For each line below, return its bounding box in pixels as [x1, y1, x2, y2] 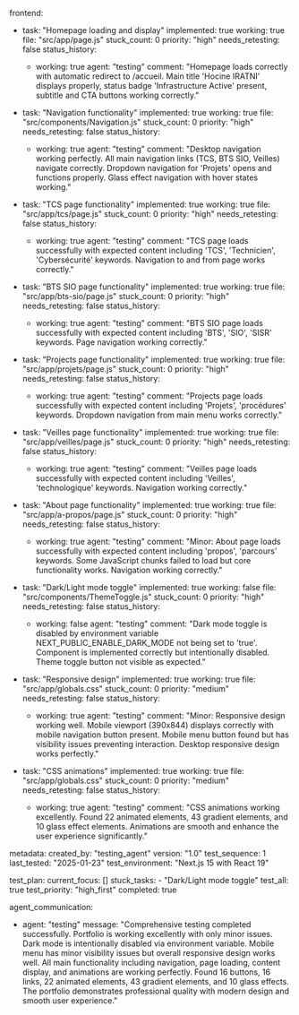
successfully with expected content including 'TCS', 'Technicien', [35, 245, 276, 255]
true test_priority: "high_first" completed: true [9, 884, 177, 895]
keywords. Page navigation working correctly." [35, 337, 208, 348]
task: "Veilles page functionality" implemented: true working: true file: [21, 427, 279, 437]
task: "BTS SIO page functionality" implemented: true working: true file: [21, 281, 286, 292]
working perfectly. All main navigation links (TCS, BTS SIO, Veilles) [35, 153, 280, 164]
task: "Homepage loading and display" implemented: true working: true [21, 25, 285, 35]
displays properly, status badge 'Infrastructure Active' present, [35, 81, 268, 90]
